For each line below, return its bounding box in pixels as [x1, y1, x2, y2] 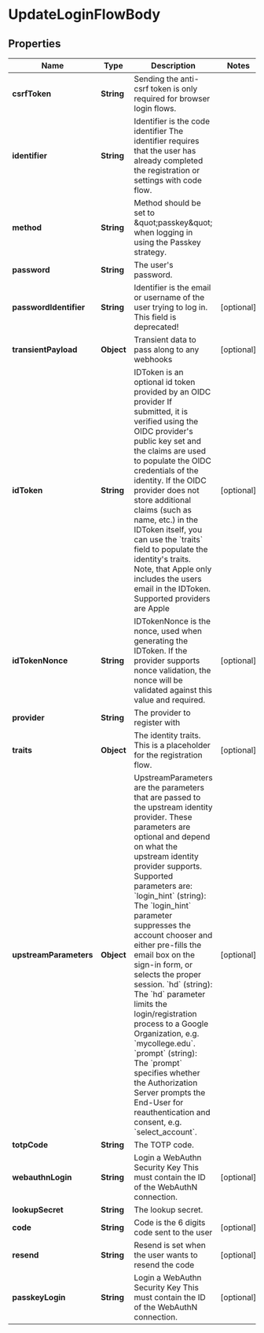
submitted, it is [134, 406, 189, 417]
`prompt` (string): [134, 1048, 198, 1058]
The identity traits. [134, 730, 201, 741]
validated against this [134, 685, 213, 695]
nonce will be [134, 675, 183, 686]
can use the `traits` [134, 534, 203, 545]
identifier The [134, 126, 184, 136]
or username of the [134, 292, 205, 302]
